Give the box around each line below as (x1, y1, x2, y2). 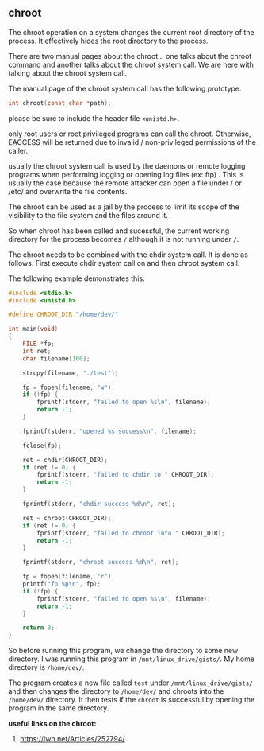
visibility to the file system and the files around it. (8, 210, 169, 220)
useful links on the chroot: (8, 719, 97, 729)
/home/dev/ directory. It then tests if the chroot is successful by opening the (8, 695, 255, 705)
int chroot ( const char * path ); (8, 99, 112, 107)
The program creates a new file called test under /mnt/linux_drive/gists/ (8, 678, 254, 687)
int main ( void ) (8, 325, 59, 333)
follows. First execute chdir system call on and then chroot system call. (8, 258, 240, 267)
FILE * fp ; (22, 340, 55, 348)
